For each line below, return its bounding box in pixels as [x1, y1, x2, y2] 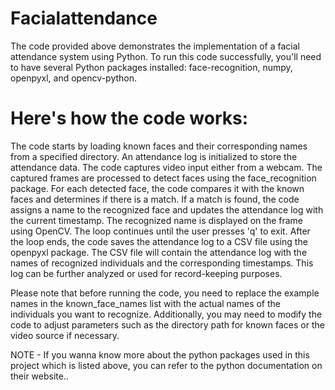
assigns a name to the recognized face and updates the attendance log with [10, 203, 324, 216]
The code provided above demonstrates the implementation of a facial [10, 40, 300, 52]
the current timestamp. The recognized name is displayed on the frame [10, 214, 304, 226]
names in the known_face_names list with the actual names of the [10, 297, 281, 309]
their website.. [10, 370, 70, 382]
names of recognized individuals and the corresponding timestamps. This [10, 257, 314, 269]
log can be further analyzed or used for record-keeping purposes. [10, 267, 283, 279]
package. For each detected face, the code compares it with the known [10, 182, 305, 194]
